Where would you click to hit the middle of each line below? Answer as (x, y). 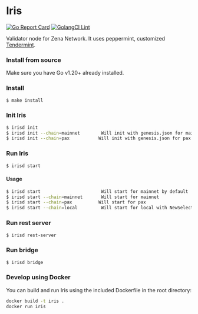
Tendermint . (21, 45)
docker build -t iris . (35, 301)
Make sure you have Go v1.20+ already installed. (65, 73)
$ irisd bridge (25, 262)
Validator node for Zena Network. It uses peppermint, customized (86, 38)
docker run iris (26, 306)
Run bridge (22, 250)
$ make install (25, 100)
